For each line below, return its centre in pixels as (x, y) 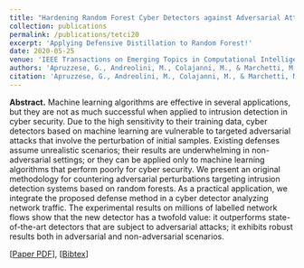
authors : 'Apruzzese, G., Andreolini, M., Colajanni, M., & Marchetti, (147, 69)
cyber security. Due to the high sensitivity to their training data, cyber (139, 121)
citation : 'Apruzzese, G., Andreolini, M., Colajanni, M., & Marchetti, (149, 77)
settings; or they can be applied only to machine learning (159, 160)
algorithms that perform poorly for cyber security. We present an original (145, 169)
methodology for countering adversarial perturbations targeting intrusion (145, 179)
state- (280, 217)
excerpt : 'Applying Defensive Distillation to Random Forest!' (131, 43)
